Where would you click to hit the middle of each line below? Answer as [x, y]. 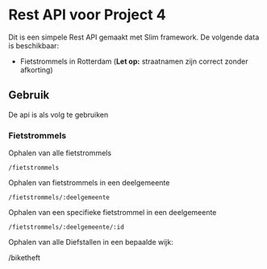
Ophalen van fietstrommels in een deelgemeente [89, 183]
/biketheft [24, 258]
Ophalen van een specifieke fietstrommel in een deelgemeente [113, 213]
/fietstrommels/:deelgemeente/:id [67, 227]
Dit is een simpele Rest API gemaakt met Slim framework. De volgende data [134, 37]
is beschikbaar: [33, 45]
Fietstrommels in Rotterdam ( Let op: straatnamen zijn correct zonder [134, 61]
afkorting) [37, 69]
